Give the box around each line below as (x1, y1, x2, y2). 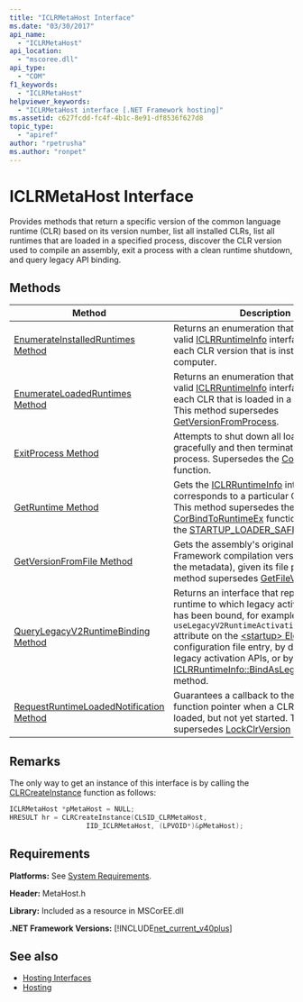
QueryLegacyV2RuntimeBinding (14, 625, 151, 638)
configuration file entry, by (173, 641, 286, 653)
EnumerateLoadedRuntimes (14, 387, 133, 400)
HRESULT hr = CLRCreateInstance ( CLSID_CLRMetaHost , (9, 813, 207, 823)
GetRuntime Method (14, 501, 99, 514)
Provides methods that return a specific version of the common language (9, 215, 281, 226)
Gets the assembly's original (173, 538, 294, 551)
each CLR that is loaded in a (173, 393, 291, 405)
